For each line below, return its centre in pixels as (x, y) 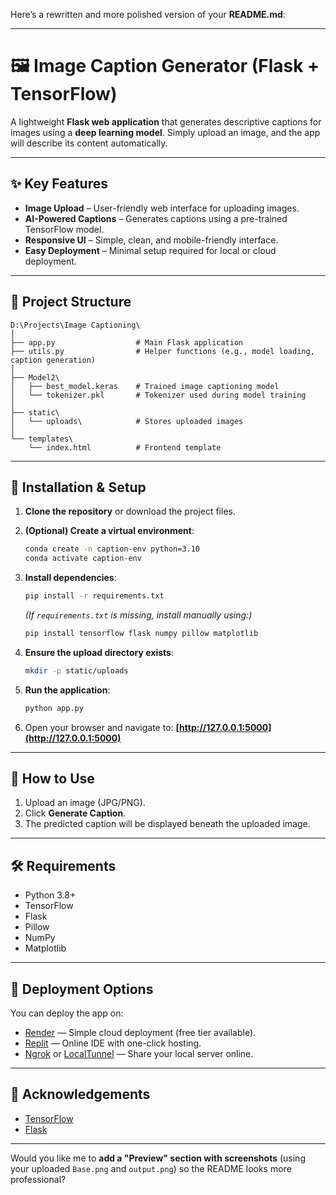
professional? (38, 1179)
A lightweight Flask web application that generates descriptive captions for (166, 121)
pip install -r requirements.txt (94, 596)
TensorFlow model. (64, 229)
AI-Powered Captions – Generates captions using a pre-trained (156, 218)
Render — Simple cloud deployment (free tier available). (140, 1033)
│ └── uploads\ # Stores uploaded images (127, 421)
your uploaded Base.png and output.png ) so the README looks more (151, 1168)
